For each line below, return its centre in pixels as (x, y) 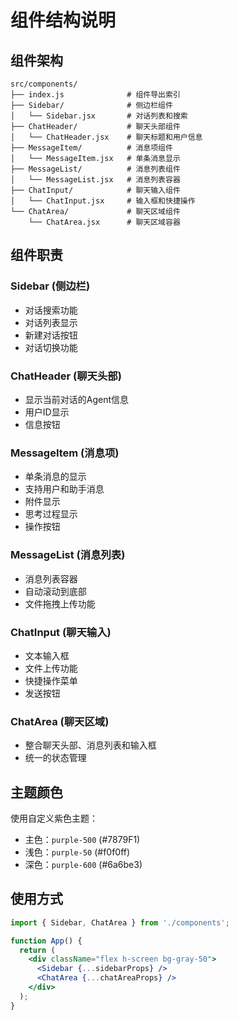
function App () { (46, 941)
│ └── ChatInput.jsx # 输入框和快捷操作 (103, 201)
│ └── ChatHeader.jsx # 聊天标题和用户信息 (106, 137)
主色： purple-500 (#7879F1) (82, 839)
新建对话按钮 (51, 335)
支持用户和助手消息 (64, 489)
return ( (37, 950)
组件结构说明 (63, 20)
